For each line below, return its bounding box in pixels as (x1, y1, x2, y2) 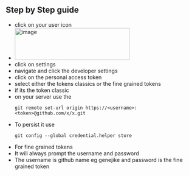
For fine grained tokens (14, 143, 74, 150)
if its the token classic (14, 86, 69, 94)
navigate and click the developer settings (14, 67, 118, 74)
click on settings (14, 60, 56, 68)
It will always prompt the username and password (14, 149, 139, 157)
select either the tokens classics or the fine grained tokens (14, 80, 162, 87)
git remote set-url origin (14, 105, 83, 111)
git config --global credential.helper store (14, 132, 132, 139)
